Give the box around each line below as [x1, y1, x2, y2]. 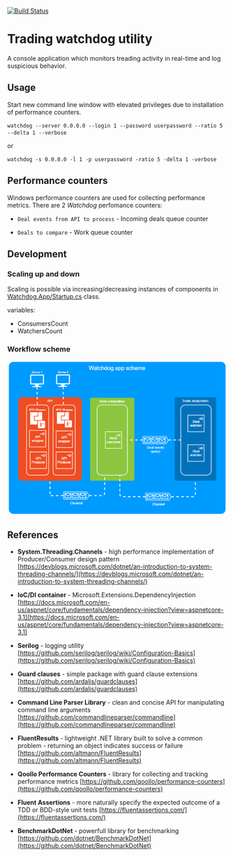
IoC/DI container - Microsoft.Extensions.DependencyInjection [17, 591, 196, 599]
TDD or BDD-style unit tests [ [17, 806, 102, 814]
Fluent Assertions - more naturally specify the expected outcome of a [17, 798, 220, 807]
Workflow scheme [7, 345, 71, 354]
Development [7, 248, 68, 260]
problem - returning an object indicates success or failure [17, 742, 183, 750]
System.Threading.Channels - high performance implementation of [17, 547, 214, 556]
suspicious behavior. [7, 62, 67, 70]
